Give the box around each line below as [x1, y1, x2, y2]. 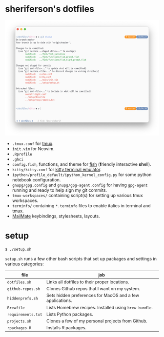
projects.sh [7, 319, 32, 324]
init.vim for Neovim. [12, 146, 55, 152]
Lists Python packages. [46, 311, 94, 317]
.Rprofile [12, 152, 33, 157]
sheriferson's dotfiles [5, 3, 94, 15]
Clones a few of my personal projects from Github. [46, 318, 147, 324]
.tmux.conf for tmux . [12, 140, 54, 147]
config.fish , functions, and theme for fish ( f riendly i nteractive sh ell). [12, 161, 151, 167]
